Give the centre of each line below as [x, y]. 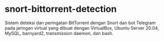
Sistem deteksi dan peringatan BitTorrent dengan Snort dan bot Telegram [80, 23]
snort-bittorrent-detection [61, 9]
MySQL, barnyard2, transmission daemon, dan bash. [59, 33]
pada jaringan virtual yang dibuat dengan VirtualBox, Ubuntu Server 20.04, [82, 28]
